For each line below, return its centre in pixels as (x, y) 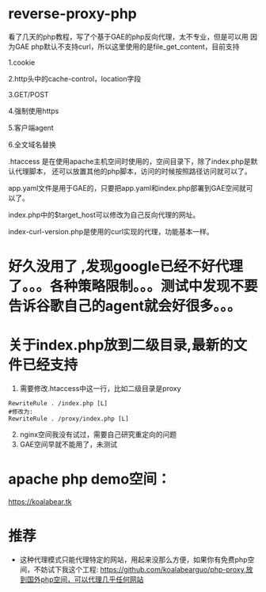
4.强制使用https (34, 111)
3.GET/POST (28, 94)
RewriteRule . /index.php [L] (58, 404)
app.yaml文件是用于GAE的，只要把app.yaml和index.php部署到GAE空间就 (127, 188)
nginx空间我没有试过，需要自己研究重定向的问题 (98, 435)
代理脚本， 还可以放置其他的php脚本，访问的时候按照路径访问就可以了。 (133, 171)
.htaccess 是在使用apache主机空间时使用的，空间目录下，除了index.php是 (129, 161)
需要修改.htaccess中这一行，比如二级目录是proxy (100, 389)
